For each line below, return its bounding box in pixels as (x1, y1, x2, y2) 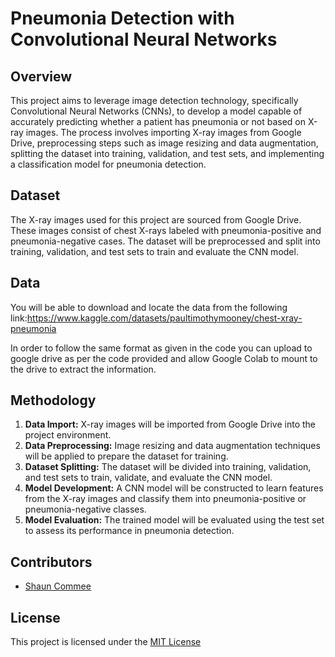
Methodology (10, 392, 97, 409)
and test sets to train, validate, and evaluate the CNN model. (24, 472, 273, 484)
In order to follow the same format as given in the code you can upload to (10, 342, 313, 354)
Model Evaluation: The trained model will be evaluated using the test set (24, 514, 325, 526)
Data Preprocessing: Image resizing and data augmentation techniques (24, 440, 321, 452)
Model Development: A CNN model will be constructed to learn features (24, 482, 324, 494)
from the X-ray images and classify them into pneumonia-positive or (24, 493, 307, 505)
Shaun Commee (24, 580, 92, 592)
